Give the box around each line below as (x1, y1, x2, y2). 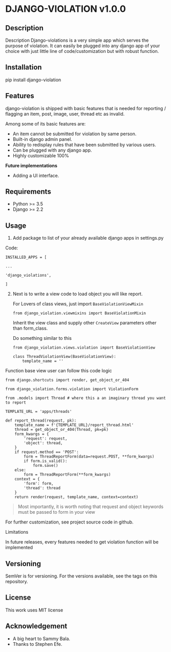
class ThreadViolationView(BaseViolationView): (12, 354, 116, 359)
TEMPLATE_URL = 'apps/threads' (5, 409, 72, 414)
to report (5, 400, 27, 405)
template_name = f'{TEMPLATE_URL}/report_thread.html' (14, 423, 134, 428)
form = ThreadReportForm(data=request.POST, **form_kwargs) (24, 454, 155, 459)
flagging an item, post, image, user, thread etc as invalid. (5, 111, 125, 117)
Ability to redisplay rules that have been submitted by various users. (12, 141, 156, 148)
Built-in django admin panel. (12, 136, 73, 142)
